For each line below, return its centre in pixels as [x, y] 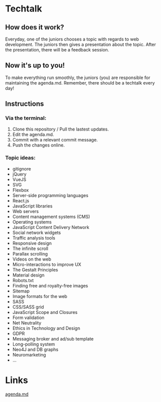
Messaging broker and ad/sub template [53, 338]
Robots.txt [23, 280]
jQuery [19, 174]
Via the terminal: [26, 118]
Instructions [24, 104]
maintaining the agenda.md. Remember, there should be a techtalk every [80, 82]
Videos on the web [32, 259]
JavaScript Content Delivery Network [51, 227]
